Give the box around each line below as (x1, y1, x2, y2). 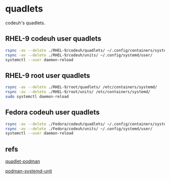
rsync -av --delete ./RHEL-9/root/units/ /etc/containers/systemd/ (5, 89, 151, 95)
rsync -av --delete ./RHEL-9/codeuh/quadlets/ (5, 48, 105, 53)
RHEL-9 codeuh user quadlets (5, 34, 102, 43)
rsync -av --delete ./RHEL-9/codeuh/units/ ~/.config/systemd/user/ (5, 53, 153, 58)
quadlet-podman (5, 158, 40, 164)
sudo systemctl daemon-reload (5, 94, 69, 99)
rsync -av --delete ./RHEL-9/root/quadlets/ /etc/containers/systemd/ (5, 84, 157, 90)
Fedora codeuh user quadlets (5, 108, 100, 117)
